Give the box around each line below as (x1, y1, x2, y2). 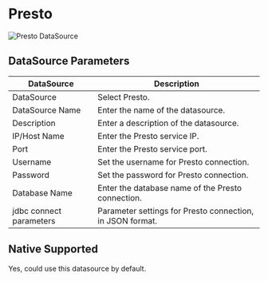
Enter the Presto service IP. (97, 130, 199, 141)
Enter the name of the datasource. (97, 105, 226, 116)
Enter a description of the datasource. (97, 117, 239, 129)
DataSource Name (12, 105, 81, 116)
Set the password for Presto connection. (97, 169, 249, 180)
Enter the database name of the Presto (97, 182, 242, 193)
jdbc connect (12, 205, 62, 216)
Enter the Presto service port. (97, 143, 207, 154)
